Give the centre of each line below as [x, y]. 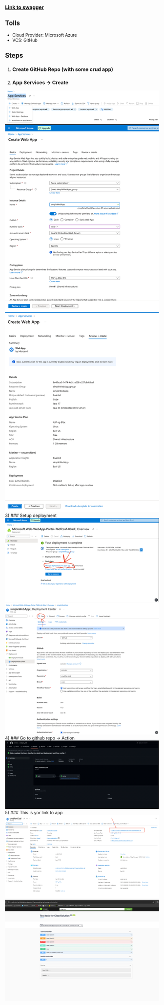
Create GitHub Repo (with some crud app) [62, 69]
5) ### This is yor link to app [34, 812]
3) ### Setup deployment [31, 515]
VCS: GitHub [25, 40]
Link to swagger [24, 7]
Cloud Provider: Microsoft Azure [44, 35]
